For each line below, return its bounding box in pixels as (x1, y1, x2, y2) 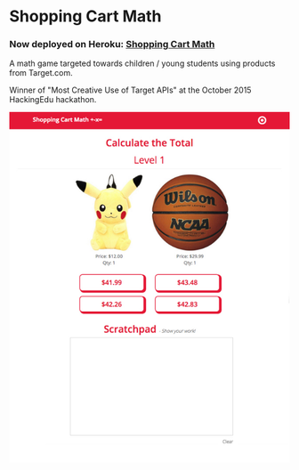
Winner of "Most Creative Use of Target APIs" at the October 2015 (9, 85, 252, 95)
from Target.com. (9, 68, 73, 78)
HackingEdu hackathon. (9, 94, 97, 105)
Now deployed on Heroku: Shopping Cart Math (9, 38, 215, 51)
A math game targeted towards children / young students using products (9, 58, 276, 69)
